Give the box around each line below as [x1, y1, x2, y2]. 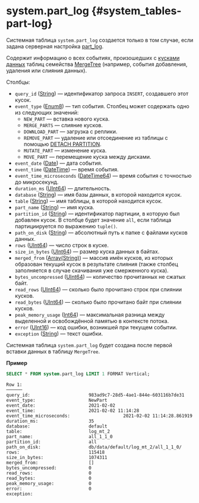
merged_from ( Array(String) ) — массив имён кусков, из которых [14, 254, 173, 261]
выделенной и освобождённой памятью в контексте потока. [14, 317, 169, 325]
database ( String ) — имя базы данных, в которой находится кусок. [14, 191, 182, 198]
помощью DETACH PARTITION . [23, 140, 102, 147]
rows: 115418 [6, 449, 105, 455]
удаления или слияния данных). [6, 67, 87, 74]
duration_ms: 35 [6, 418, 94, 424]
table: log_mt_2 [6, 428, 110, 435]
